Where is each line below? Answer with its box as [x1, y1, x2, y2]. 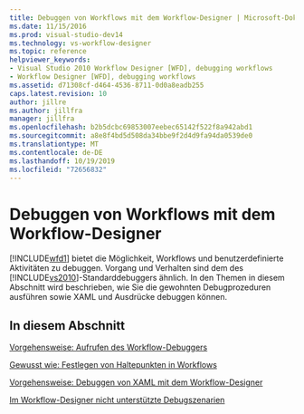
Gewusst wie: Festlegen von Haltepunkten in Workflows [9, 360, 217, 371]
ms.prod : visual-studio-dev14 [9, 30, 124, 39]
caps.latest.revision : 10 [9, 89, 107, 98]
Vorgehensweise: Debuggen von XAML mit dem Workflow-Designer [9, 377, 263, 388]
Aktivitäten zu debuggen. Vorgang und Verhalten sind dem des [9, 263, 244, 274]
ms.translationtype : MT [9, 140, 100, 149]
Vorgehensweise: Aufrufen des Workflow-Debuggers [9, 342, 208, 353]
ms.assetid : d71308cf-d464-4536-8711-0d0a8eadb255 [9, 81, 204, 90]
